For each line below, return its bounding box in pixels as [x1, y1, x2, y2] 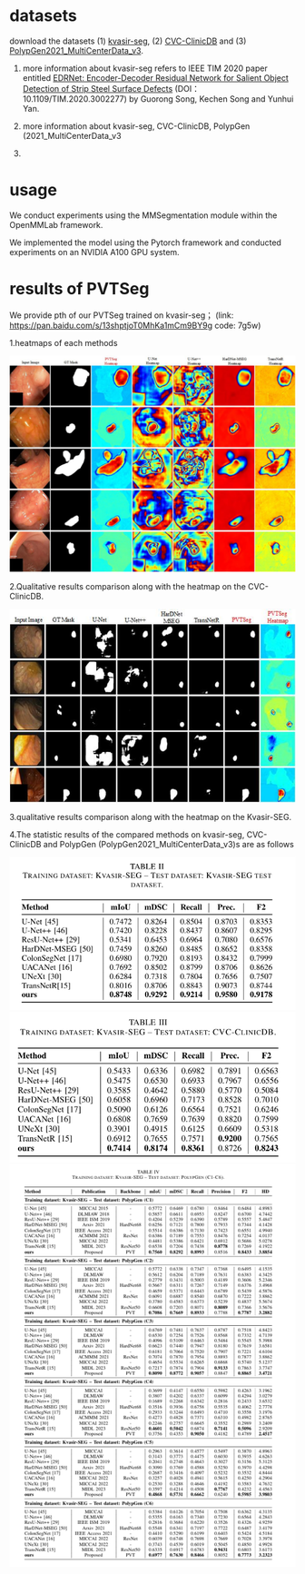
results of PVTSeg [9, 279, 150, 300]
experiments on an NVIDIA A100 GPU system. [9, 246, 180, 257]
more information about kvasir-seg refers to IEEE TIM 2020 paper [22, 63, 268, 74]
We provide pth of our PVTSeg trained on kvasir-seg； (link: [9, 310, 234, 321]
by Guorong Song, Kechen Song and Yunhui [128, 93, 294, 104]
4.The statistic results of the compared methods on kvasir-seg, [9, 828, 245, 840]
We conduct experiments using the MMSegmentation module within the [9, 210, 278, 221]
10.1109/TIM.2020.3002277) [22, 93, 127, 104]
